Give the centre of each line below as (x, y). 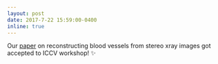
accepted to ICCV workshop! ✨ (52, 53)
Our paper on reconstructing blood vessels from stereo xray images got (109, 46)
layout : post (26, 13)
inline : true (26, 26)
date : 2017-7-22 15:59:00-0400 (52, 20)
